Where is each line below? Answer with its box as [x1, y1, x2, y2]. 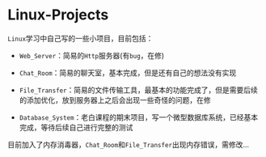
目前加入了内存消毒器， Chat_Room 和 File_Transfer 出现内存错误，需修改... [7, 139, 250, 149]
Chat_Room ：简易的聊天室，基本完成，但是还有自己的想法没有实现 [19, 67, 237, 78]
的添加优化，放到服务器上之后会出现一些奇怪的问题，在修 [19, 95, 211, 104]
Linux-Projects [7, 6, 109, 24]
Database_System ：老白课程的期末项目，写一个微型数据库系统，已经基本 [19, 112, 259, 122]
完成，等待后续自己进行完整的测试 [19, 122, 133, 132]
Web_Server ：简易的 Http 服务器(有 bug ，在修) [19, 50, 165, 60]
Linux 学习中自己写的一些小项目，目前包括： [7, 33, 154, 43]
